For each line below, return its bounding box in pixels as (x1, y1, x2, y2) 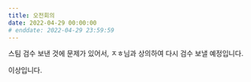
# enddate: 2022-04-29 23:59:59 (8, 26, 114, 34)
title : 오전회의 (8, 11, 55, 20)
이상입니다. (8, 65, 43, 75)
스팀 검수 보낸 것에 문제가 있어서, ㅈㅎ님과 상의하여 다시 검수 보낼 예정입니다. (8, 49, 244, 58)
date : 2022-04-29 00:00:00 (8, 19, 97, 27)
